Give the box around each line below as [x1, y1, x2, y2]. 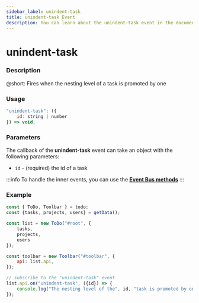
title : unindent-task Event [6, 14, 76, 20]
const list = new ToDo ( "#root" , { [6, 221, 92, 227]
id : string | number [17, 114, 68, 120]
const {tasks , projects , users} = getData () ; [6, 210, 120, 216]
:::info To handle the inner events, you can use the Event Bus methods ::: [6, 176, 185, 183]
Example [6, 191, 32, 199]
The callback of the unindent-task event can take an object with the [6, 146, 173, 154]
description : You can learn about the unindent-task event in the [6, 20, 174, 25]
